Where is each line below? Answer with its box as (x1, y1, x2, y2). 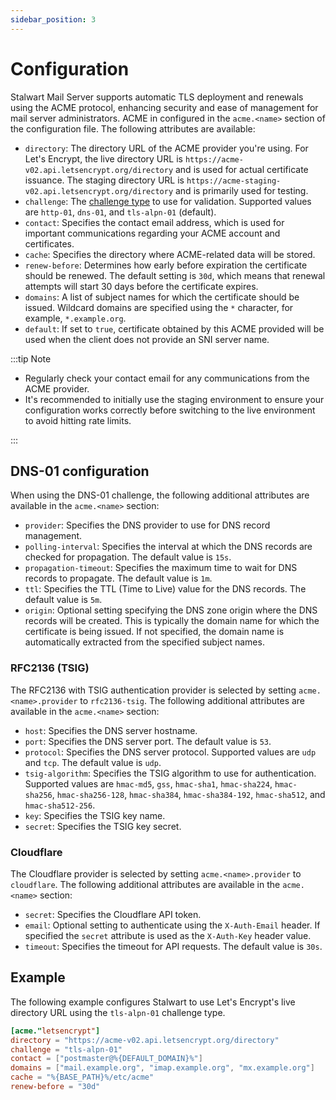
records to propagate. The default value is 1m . (24, 572, 213, 585)
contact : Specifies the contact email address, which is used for (24, 216, 285, 228)
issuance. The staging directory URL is (24, 174, 185, 186)
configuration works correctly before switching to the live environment (24, 404, 316, 416)
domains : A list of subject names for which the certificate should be (24, 291, 300, 303)
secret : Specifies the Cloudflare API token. (24, 908, 202, 920)
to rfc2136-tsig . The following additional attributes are (79, 694, 306, 706)
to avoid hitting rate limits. (24, 414, 132, 426)
